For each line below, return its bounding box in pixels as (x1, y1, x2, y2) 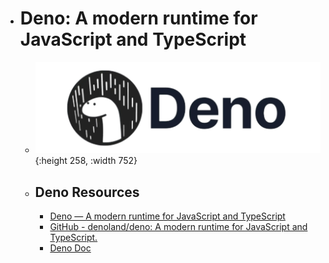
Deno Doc (49, 242, 92, 254)
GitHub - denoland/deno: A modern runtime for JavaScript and (49, 220, 308, 232)
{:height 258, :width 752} (34, 155, 138, 167)
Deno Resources (34, 183, 140, 201)
